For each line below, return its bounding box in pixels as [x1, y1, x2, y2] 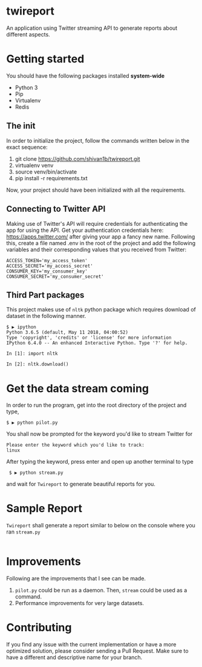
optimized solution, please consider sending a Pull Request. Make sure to [6, 648, 189, 655]
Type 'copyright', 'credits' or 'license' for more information [6, 335, 172, 341]
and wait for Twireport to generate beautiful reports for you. [6, 481, 156, 488]
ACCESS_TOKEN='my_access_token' [6, 257, 88, 263]
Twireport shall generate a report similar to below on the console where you [6, 522, 195, 529]
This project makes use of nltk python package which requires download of [6, 306, 197, 313]
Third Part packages [6, 289, 85, 300]
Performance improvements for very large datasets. [15, 600, 144, 607]
